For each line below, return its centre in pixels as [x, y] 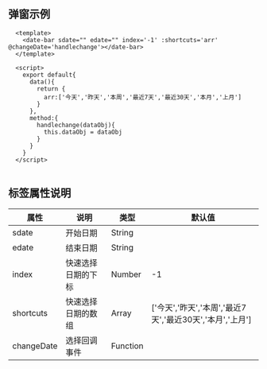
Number [126, 274]
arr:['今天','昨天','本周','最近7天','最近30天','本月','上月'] [143, 97]
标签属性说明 [40, 193]
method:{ [44, 118]
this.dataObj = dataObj [83, 132]
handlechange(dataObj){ [76, 125]
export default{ [50, 75]
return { [51, 89]
